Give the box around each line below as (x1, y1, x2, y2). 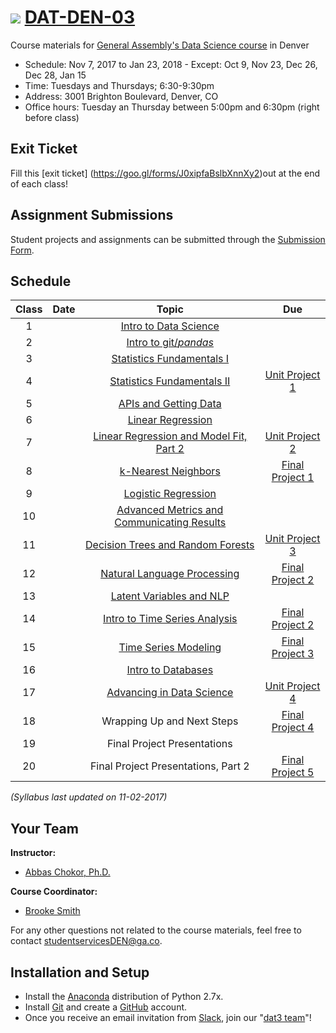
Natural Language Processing (100, 567, 240, 581)
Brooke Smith (24, 905, 81, 917)
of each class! (10, 177, 68, 190)
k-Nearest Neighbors (119, 464, 221, 478)
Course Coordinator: (10, 886, 98, 898)
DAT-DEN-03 (24, 6, 136, 29)
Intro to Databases (126, 663, 214, 677)
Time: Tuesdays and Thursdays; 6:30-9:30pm (24, 79, 215, 91)
